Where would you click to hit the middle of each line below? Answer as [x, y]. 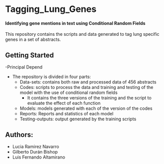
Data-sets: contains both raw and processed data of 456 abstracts [88, 82]
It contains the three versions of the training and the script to [89, 98]
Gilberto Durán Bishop [35, 152]
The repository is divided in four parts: [51, 77]
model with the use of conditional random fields [69, 92]
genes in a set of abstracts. [33, 40]
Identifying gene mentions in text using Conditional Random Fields [75, 23]
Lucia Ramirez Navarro [36, 147]
